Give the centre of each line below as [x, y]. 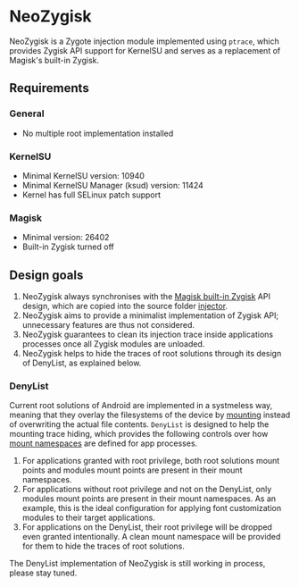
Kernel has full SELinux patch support [91, 195]
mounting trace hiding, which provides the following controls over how [139, 434]
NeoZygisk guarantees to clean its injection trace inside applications [148, 335]
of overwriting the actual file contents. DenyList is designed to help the [139, 424]
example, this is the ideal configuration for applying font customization [152, 508]
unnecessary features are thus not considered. [108, 325]
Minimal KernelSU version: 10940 [83, 175]
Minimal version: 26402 [66, 238]
